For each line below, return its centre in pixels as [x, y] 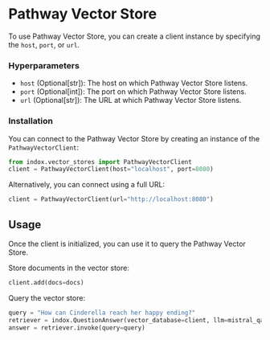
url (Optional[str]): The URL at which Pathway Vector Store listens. [131, 100]
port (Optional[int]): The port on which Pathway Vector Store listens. [133, 92]
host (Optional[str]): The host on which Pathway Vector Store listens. [134, 83]
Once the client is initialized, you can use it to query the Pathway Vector [127, 244]
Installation [31, 121]
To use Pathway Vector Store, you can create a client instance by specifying [135, 36]
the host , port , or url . [44, 44]
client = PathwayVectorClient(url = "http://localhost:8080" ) [111, 199]
